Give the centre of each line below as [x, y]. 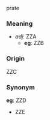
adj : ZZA [26, 37]
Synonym [20, 87]
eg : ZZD [16, 100]
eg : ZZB [34, 43]
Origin [16, 59]
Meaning [20, 23]
